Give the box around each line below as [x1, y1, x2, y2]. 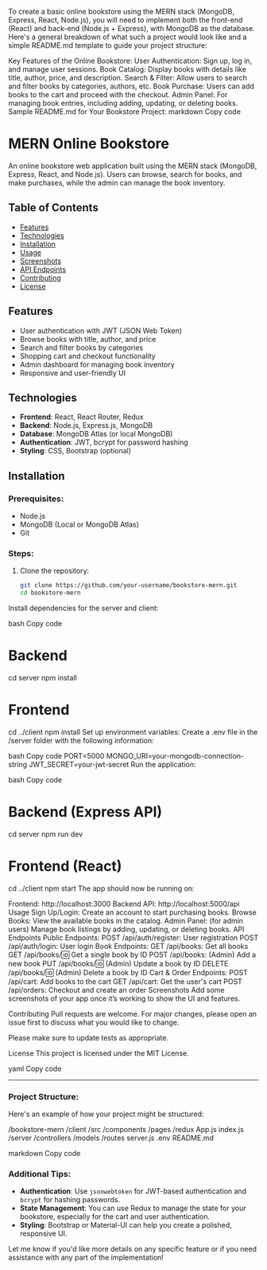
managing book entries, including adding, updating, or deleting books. [8, 99, 238, 108]
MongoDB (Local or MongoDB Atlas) [19, 519, 139, 529]
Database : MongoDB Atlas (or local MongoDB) [19, 429, 173, 439]
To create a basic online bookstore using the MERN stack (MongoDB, [8, 7, 234, 16]
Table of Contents [8, 201, 99, 214]
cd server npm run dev [8, 829, 83, 839]
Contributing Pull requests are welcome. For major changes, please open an [8, 1009, 257, 1018]
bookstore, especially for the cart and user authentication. [19, 1212, 211, 1221]
